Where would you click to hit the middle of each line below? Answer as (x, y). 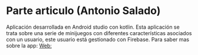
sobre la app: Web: (29, 46)
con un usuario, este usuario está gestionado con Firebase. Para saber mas (98, 39)
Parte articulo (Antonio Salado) (83, 11)
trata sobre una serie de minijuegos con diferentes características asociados (99, 33)
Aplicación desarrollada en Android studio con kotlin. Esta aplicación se (93, 27)
